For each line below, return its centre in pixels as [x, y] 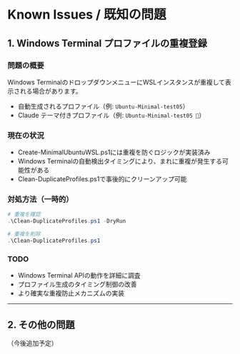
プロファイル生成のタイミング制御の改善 [77, 284]
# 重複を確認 [24, 215]
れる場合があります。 [51, 91]
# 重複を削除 [24, 234]
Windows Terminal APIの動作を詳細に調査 [79, 275]
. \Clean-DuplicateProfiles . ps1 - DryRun [67, 221]
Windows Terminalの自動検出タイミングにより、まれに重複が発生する [120, 161]
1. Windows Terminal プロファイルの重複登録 [107, 43]
